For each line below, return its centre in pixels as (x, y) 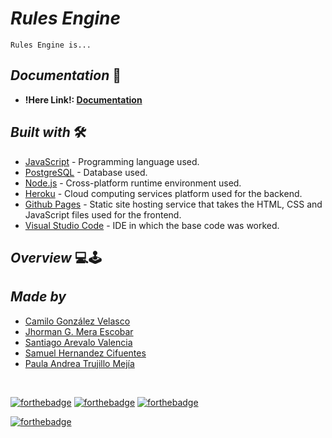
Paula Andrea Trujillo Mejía (79, 363)
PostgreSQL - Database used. (86, 172)
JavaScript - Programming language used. (112, 161)
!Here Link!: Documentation (83, 99)
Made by (38, 297)
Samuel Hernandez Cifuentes (85, 353)
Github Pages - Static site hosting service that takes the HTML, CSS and (173, 204)
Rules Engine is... (51, 45)
